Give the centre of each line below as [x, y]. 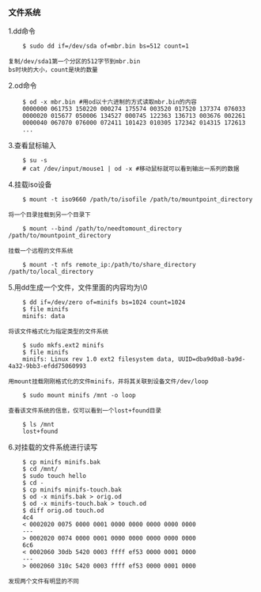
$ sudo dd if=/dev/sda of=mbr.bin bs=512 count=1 [106, 46]
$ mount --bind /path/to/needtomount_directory [102, 229]
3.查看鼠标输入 [32, 146]
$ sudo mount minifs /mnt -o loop [79, 396]
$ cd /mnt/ [40, 469]
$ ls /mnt [39, 425]
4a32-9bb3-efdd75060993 [47, 366]
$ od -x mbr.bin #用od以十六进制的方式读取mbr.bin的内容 [110, 102]
